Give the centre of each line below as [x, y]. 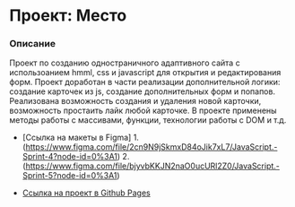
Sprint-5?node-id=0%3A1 [69, 176]
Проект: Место [68, 16]
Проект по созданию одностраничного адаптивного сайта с [125, 63]
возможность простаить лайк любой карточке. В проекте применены [143, 111]
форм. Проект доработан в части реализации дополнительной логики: [145, 82]
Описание [33, 44]
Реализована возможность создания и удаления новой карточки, [135, 101]
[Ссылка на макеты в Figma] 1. [80, 138]
